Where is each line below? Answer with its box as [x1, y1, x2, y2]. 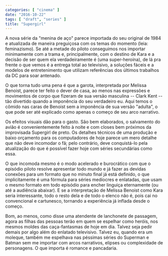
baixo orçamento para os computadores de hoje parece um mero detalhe [5, 135, 157, 141]
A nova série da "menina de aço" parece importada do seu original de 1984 [5, 35, 161, 41]
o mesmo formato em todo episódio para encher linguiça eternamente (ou [5, 182, 158, 188]
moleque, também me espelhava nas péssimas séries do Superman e [5, 234, 149, 240]
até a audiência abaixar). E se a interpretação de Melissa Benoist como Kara [5, 187, 163, 194]
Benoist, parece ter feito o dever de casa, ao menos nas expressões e [5, 88, 150, 94]
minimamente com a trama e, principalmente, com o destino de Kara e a [5, 51, 154, 57]
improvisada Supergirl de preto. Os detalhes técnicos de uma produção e [5, 129, 157, 136]
